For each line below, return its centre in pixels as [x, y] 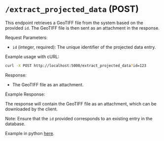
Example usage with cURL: [32, 56]
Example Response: [25, 94]
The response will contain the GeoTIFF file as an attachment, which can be [81, 104]
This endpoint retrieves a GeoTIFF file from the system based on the [74, 23]
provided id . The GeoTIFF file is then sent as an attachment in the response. [82, 28]
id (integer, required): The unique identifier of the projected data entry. [84, 47]
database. [15, 124]
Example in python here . [30, 133]
